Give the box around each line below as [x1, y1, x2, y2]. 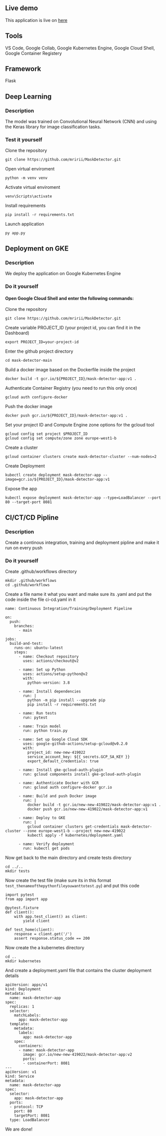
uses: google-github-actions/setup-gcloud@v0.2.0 [23, 741, 128, 746]
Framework [5, 65, 41, 73]
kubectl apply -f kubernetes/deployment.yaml [27, 833, 123, 838]
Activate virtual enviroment [5, 184, 61, 190]
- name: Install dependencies [18, 689, 81, 694]
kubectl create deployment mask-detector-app [5, 473, 101, 478]
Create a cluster [5, 444, 38, 450]
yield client [23, 919, 50, 924]
